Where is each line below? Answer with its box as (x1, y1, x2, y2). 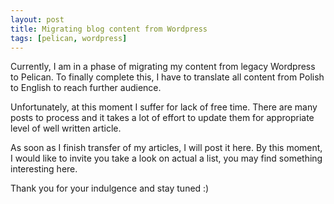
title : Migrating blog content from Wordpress (10, 24, 208, 34)
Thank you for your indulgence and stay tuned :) (10, 182, 210, 195)
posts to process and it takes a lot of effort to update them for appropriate (10, 112, 315, 124)
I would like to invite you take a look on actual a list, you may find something (10, 152, 323, 165)
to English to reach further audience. (10, 82, 162, 94)
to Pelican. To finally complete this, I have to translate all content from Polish (10, 71, 325, 83)
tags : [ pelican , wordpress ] (10, 33, 128, 43)
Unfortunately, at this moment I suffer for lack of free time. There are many (10, 101, 318, 113)
